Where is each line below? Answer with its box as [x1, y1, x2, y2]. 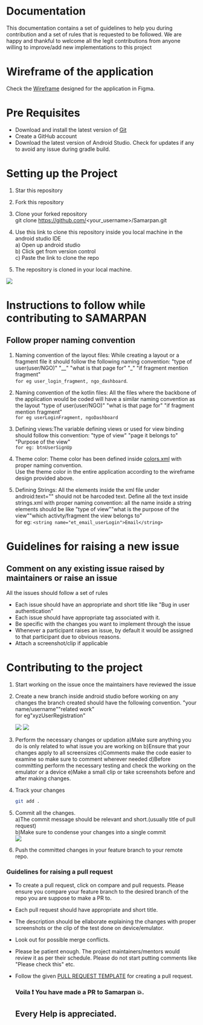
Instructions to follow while [6, 298, 146, 312]
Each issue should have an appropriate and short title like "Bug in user [14, 601, 190, 608]
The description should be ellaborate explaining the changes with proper [14, 918, 196, 925]
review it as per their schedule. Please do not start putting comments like [14, 954, 197, 961]
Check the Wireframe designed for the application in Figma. [6, 85, 155, 92]
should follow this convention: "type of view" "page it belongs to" [14, 431, 178, 439]
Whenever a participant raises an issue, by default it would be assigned [14, 626, 193, 634]
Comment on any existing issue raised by [6, 563, 165, 574]
